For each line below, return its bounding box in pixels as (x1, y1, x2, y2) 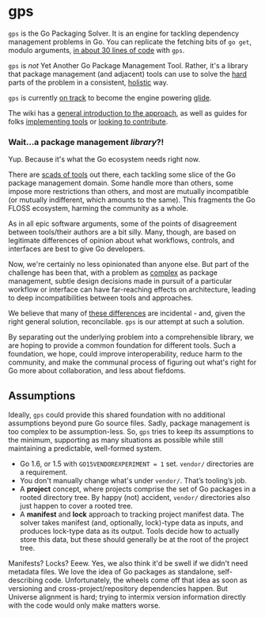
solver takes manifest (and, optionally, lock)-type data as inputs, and (19, 518, 244, 528)
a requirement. (19, 467, 68, 477)
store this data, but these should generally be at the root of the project (19, 535, 249, 544)
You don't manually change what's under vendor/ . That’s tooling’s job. (19, 476, 248, 486)
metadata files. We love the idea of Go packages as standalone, (8, 567, 216, 577)
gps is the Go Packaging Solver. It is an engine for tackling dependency (8, 29, 240, 38)
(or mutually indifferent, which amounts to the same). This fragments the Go (8, 195, 256, 204)
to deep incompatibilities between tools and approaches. (8, 293, 194, 303)
